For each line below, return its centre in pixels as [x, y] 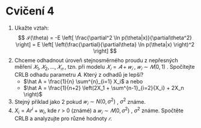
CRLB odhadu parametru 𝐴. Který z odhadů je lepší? [79, 74]
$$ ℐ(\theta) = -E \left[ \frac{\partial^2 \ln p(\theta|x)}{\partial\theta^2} [105, 37]
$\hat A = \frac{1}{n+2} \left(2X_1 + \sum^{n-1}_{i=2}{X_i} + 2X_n [104, 88]
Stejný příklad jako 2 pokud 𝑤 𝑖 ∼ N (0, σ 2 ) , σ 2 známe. [80, 102]
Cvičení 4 [30, 11]
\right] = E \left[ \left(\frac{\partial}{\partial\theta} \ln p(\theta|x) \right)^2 [105, 44]
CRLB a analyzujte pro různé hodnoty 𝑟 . [63, 118]
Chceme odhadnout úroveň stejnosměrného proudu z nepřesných [96, 60]
